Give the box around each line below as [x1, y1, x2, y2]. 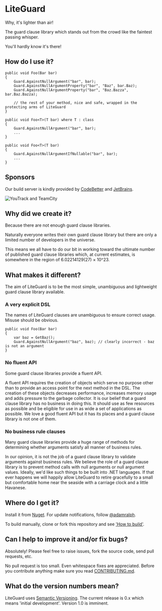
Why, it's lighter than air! [5, 19, 54, 25]
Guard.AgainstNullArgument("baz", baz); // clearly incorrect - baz [14, 340, 155, 344]
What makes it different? [5, 271, 81, 279]
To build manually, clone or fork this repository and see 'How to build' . [5, 521, 145, 527]
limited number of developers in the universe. [5, 237, 96, 243]
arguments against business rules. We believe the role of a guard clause [5, 459, 149, 465]
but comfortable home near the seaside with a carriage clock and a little [5, 480, 148, 485]
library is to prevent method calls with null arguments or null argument [5, 464, 145, 470]
